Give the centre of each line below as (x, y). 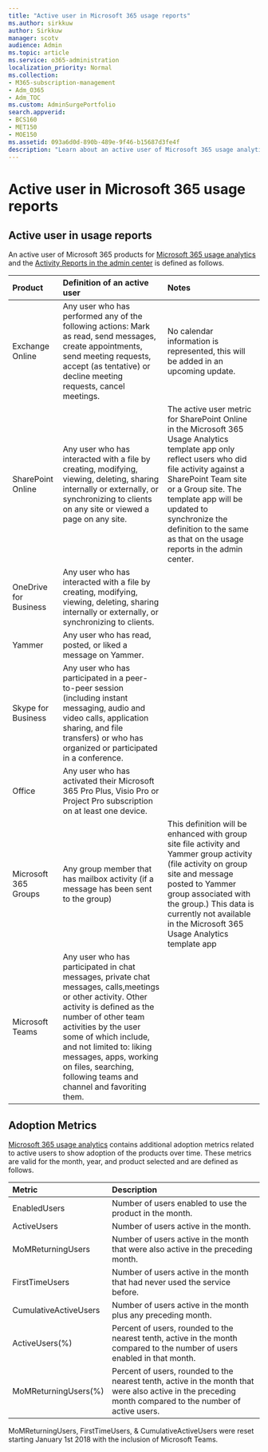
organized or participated (110, 748)
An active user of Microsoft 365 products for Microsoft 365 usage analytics (132, 255)
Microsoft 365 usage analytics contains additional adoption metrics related (131, 1145)
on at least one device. (105, 811)
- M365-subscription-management (62, 82)
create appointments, (102, 346)
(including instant (95, 698)
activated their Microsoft (108, 781)
